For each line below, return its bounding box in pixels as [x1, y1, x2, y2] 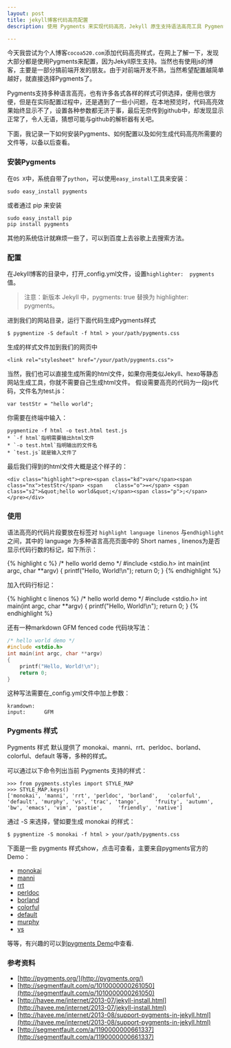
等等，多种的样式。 [56, 752, 111, 760]
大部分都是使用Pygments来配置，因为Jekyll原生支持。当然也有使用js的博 [7, 57, 213, 65]
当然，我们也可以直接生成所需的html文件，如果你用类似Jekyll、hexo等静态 [7, 370, 219, 378]
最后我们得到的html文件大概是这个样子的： [7, 462, 129, 470]
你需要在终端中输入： [7, 413, 67, 421]
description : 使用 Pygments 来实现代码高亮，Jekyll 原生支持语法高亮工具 [7, 23, 202, 30]
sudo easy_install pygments [7, 188, 88, 195]
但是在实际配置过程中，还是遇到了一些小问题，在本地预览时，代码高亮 [19, 98, 218, 106]
